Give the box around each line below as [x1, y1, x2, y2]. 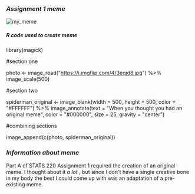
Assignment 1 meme [6, 5, 66, 13]
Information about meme [6, 149, 80, 157]
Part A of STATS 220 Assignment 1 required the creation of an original [6, 162, 176, 169]
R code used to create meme [6, 31, 78, 38]
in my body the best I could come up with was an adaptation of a [6, 175, 163, 182]
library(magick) [6, 47, 43, 54]
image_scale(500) [6, 75, 50, 83]
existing [6, 180, 25, 188]
